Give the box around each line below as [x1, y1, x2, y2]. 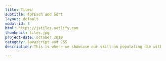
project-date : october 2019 [5, 35, 63, 40]
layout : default [5, 16, 39, 21]
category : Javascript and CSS [5, 40, 68, 45]
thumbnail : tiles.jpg [5, 30, 50, 35]
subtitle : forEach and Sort [5, 12, 63, 17]
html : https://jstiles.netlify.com [5, 26, 79, 31]
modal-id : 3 [5, 21, 30, 26]
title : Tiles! [5, 7, 35, 12]
